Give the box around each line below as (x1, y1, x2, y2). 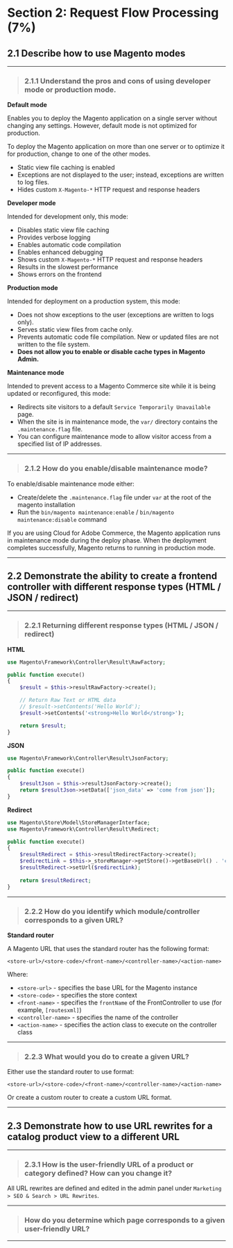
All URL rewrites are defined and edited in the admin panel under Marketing (7, 1184, 222, 1192)
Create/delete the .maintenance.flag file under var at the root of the (17, 493, 212, 502)
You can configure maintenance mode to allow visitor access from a (17, 433, 212, 441)
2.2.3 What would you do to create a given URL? (24, 1052, 189, 1062)
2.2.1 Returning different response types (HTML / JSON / (24, 621, 218, 630)
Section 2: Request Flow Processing (7, 5, 219, 21)
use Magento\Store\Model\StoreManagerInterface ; (7, 819, 150, 826)
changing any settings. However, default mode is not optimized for (7, 122, 198, 130)
